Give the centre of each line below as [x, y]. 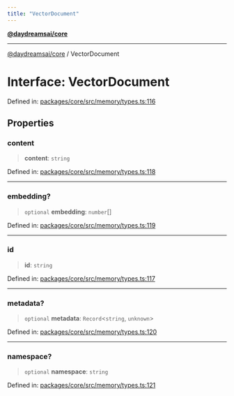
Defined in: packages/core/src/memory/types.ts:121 [81, 386]
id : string [38, 265]
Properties [31, 123]
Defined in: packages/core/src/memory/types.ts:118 [81, 172]
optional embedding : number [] [68, 212]
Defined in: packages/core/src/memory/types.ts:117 [81, 278]
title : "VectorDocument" [43, 14]
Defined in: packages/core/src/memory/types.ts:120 [82, 332]
